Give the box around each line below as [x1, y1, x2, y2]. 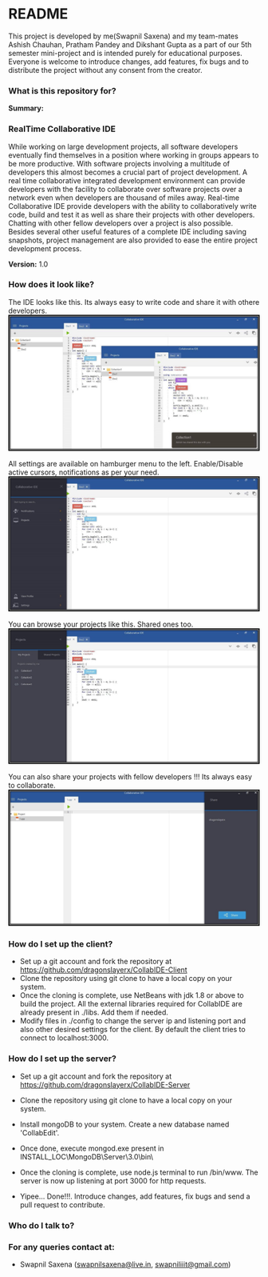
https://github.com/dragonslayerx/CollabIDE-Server [19, 1079, 191, 1089]
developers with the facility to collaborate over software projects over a [8, 184, 243, 194]
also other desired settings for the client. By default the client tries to [19, 1025, 246, 1035]
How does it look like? [8, 279, 94, 290]
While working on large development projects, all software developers [8, 142, 238, 151]
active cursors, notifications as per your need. [8, 467, 160, 477]
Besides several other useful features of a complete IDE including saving [8, 226, 247, 236]
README [8, 5, 69, 23]
